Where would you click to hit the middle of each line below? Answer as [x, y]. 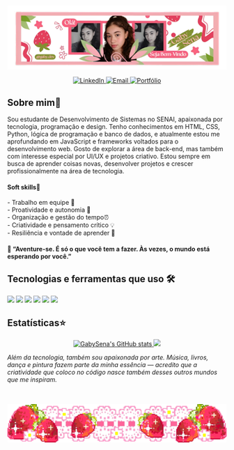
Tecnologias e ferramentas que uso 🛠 [91, 279]
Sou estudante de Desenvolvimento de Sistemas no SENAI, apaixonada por [115, 119]
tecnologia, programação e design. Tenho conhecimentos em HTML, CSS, [114, 126]
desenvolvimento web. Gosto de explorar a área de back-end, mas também [116, 148]
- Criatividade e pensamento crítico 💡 [61, 225]
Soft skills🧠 [24, 187]
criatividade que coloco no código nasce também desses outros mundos [112, 372]
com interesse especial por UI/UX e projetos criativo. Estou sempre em [109, 156]
